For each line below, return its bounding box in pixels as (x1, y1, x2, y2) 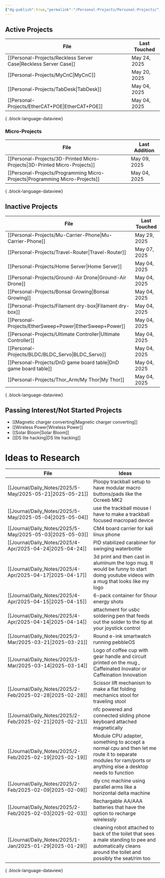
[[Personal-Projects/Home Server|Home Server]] (7, 263, 122, 270)
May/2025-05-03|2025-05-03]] (7, 531, 88, 538)
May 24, (131, 55, 151, 62)
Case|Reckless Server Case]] (7, 61, 76, 67)
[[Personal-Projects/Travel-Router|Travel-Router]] (7, 249, 126, 256)
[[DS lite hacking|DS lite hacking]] (12, 435, 81, 441)
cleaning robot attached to (93, 824, 154, 831)
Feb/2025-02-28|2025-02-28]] (7, 692, 87, 699)
